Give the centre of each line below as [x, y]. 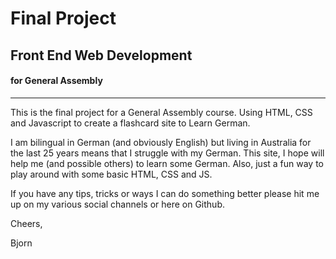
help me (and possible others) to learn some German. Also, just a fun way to [167, 163]
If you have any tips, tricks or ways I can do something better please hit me [165, 193]
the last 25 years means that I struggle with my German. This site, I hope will [167, 153]
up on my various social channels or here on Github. [117, 204]
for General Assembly [56, 81]
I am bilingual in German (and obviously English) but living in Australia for [161, 142]
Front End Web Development [101, 55]
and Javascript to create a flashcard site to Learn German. [130, 123]
